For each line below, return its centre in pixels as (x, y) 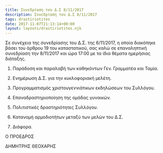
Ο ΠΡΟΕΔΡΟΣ (19, 136)
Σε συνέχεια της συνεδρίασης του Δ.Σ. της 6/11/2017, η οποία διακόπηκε (80, 43)
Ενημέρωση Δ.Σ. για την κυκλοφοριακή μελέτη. (62, 78)
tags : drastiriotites (28, 19)
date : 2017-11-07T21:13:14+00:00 (40, 24)
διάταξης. (15, 59)
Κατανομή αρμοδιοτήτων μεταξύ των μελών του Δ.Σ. (68, 117)
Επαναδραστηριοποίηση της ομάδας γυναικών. (61, 98)
